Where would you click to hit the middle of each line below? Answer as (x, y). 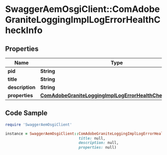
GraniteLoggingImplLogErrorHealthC (83, 20)
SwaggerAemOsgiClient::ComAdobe (83, 9)
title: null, (92, 138)
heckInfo (24, 30)
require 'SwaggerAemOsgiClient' (39, 125)
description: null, (99, 143)
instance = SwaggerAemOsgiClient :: (42, 134)
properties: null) (98, 148)
